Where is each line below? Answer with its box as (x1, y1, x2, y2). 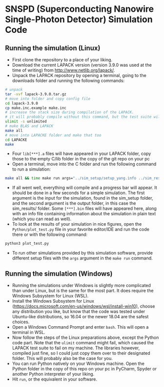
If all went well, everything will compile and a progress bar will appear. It (12, 185, 157, 191)
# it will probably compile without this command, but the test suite (5, 114, 152, 120)
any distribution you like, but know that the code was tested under (12, 308, 145, 314)
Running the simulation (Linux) (5, 44, 101, 52)
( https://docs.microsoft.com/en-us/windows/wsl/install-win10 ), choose (12, 303, 155, 309)
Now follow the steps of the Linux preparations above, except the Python (12, 335, 159, 340)
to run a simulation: (12, 166, 51, 172)
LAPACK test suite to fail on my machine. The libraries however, (12, 345, 140, 351)
